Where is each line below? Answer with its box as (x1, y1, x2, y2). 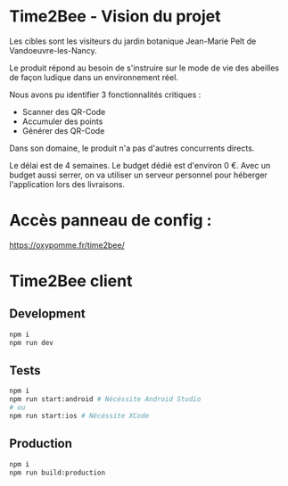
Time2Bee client (9, 271, 133, 292)
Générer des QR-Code (21, 125, 105, 136)
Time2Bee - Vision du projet (9, 6, 221, 27)
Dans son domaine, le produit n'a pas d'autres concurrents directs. (9, 143, 255, 153)
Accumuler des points (21, 116, 103, 127)
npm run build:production (9, 468, 105, 477)
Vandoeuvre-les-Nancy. (9, 45, 98, 55)
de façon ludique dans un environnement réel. (9, 71, 178, 82)
